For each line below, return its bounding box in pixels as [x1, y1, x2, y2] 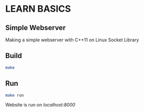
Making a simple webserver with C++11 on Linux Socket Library [5, 37, 139, 43]
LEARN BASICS [5, 3, 71, 15]
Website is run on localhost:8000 [5, 102, 75, 108]
